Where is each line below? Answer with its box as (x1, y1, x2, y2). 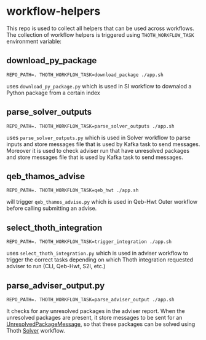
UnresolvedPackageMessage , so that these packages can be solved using (6, 320, 196, 328)
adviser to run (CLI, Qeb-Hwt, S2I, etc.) (6, 263, 106, 270)
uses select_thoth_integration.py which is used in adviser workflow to (6, 250, 189, 257)
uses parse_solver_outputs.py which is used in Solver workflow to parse (6, 134, 191, 141)
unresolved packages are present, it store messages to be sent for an (6, 314, 183, 321)
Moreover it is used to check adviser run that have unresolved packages (6, 147, 189, 154)
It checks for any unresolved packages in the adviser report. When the (6, 307, 186, 314)
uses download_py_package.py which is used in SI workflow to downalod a (6, 82, 192, 90)
